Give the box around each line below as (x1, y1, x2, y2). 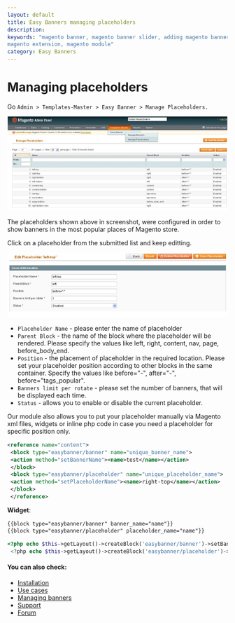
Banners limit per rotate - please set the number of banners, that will (17, 383, 222, 392)
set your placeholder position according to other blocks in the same (17, 361, 213, 369)
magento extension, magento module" (7, 41, 114, 48)
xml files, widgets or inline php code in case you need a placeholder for (7, 419, 213, 427)
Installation (17, 578, 50, 587)
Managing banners (17, 593, 72, 602)
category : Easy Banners (7, 48, 77, 55)
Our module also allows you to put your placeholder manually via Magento (7, 412, 222, 420)
